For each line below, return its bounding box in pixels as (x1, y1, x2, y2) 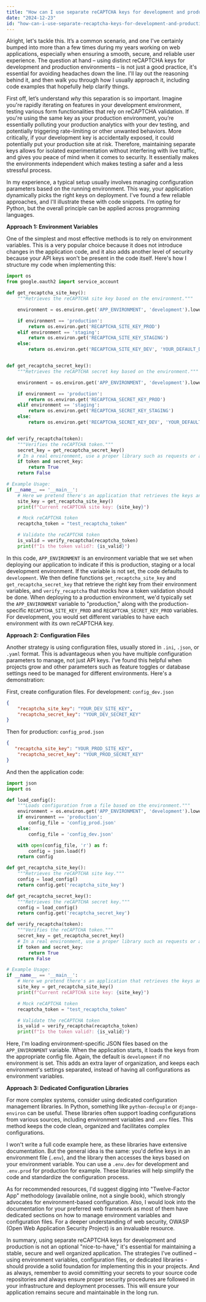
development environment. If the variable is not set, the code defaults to (6, 567, 189, 575)
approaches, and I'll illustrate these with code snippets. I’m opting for (6, 198, 181, 206)
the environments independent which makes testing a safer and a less (6, 160, 183, 168)
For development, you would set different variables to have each (6, 613, 169, 621)
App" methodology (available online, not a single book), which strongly (6, 1192, 186, 1199)
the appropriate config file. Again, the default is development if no (6, 1053, 170, 1061)
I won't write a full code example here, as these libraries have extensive (6, 1141, 187, 1148)
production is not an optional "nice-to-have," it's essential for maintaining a (6, 1243, 196, 1250)
